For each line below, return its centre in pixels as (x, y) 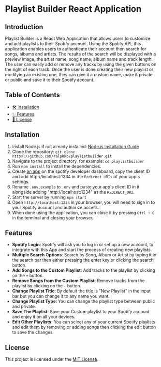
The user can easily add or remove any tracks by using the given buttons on (81, 64)
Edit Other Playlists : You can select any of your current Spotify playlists (84, 322)
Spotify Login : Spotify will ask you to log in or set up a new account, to (83, 245)
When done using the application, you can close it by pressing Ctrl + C (83, 213)
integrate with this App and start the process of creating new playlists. (82, 250)
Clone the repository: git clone (43, 151)
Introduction (24, 27)
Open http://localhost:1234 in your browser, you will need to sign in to (83, 202)
